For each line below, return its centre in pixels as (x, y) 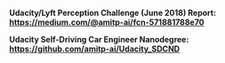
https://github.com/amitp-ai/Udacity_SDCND (95, 49)
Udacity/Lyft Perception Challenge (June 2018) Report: (112, 13)
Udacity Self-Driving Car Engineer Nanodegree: (99, 39)
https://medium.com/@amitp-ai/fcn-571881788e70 (107, 22)
